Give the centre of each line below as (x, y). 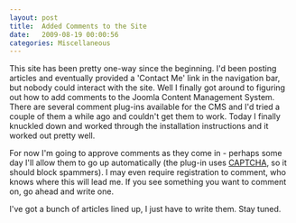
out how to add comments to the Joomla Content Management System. (142, 98)
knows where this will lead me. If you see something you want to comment (148, 182)
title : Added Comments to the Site (78, 26)
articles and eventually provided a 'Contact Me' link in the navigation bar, (145, 79)
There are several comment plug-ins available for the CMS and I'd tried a (145, 107)
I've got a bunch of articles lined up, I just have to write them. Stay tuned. (145, 209)
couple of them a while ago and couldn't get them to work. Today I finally (145, 116)
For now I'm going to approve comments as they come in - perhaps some (146, 153)
